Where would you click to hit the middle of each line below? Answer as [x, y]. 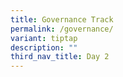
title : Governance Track [62, 19]
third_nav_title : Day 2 [60, 57]
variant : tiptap [44, 38]
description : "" [44, 47]
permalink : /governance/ [62, 29]
